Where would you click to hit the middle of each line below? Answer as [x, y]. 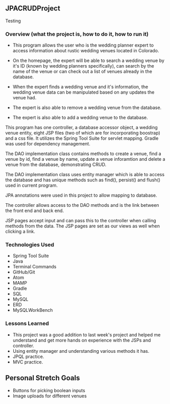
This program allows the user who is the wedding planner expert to [83, 45]
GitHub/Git [24, 272]
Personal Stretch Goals [43, 378]
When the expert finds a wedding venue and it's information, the [80, 87]
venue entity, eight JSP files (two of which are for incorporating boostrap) [83, 133]
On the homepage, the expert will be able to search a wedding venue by [89, 60]
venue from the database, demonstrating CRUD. [56, 165]
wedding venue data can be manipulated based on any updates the [83, 92]
